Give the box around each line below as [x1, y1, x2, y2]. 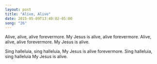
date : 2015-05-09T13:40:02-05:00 [5, 16, 73, 21]
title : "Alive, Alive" [5, 12, 51, 16]
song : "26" [5, 20, 27, 26]
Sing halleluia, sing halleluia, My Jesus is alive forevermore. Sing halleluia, [5, 48, 153, 54]
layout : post [5, 7, 31, 12]
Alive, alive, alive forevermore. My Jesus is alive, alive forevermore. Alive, [5, 34, 152, 40]
